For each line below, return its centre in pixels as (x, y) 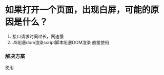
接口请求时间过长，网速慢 (38, 36)
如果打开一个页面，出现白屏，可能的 (78, 10)
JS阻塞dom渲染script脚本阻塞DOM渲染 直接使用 (61, 42)
